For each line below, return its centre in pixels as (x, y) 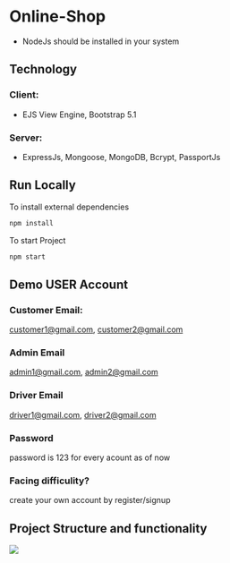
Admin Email (37, 353)
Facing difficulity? (49, 481)
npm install (31, 223)
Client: (24, 95)
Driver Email (37, 396)
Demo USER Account (68, 284)
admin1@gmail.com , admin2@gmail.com (84, 372)
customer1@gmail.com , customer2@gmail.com (96, 329)
